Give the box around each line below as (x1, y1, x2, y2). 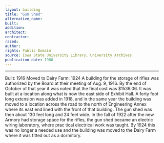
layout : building (5, 7, 41, 12)
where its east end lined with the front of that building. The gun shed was (5, 106, 152, 113)
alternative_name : (5, 16, 42, 21)
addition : (5, 25, 25, 30)
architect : (5, 30, 27, 35)
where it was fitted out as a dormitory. (5, 133, 82, 139)
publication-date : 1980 (5, 57, 54, 62)
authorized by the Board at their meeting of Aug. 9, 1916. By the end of (5, 80, 146, 86)
